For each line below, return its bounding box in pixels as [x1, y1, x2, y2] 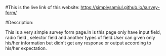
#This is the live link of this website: [5, 5, 80, 10]
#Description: [5, 20, 34, 25]
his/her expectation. [5, 45, 47, 51]
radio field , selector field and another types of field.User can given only [5, 35, 155, 40]
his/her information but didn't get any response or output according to [5, 40, 152, 46]
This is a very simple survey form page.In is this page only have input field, [5, 29, 161, 35]
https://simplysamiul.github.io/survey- [80, 5, 160, 10]
